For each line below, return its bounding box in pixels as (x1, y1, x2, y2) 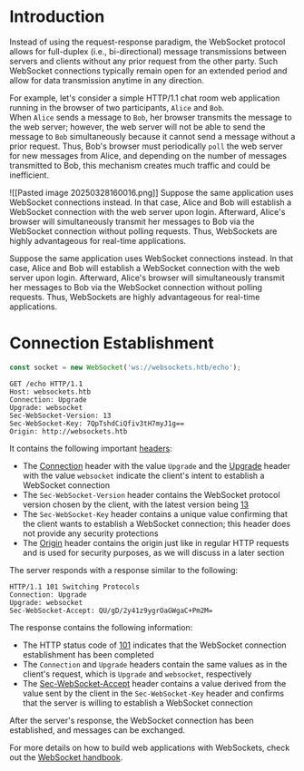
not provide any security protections (22, 528, 159, 539)
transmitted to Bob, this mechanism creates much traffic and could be (9, 160, 270, 171)
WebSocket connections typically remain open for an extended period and (9, 65, 288, 76)
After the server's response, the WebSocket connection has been (9, 715, 254, 726)
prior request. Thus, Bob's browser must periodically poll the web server (9, 141, 283, 151)
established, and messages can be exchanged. (9, 724, 186, 736)
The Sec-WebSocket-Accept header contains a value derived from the (22, 678, 287, 688)
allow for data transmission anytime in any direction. (9, 74, 204, 85)
